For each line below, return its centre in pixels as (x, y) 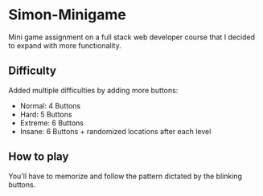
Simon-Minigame (68, 15)
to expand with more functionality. (65, 45)
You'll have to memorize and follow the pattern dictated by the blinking (125, 176)
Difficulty (32, 71)
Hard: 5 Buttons (46, 114)
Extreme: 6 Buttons (52, 123)
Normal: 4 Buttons (50, 105)
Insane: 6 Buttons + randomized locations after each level (115, 131)
